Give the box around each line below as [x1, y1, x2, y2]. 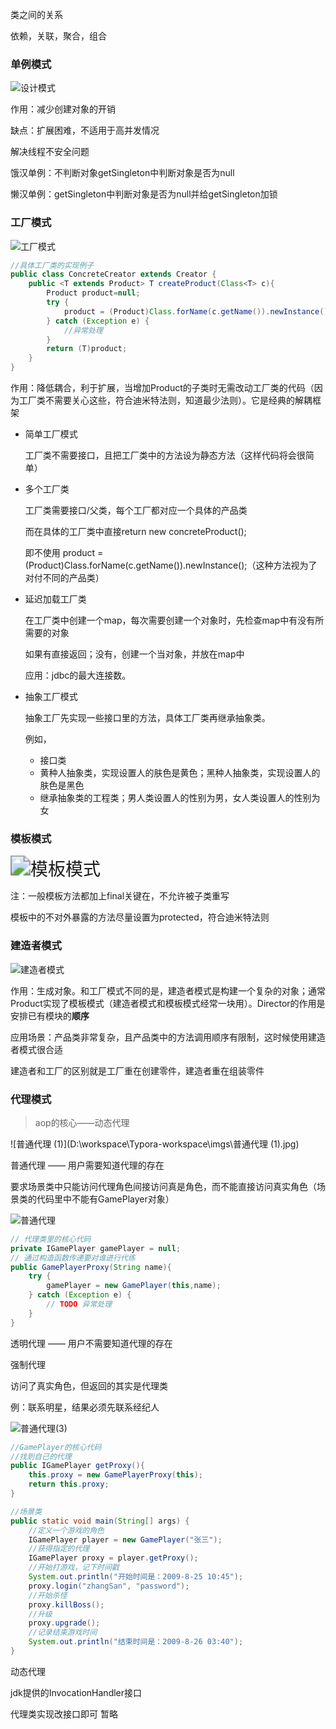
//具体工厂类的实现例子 [10, 260, 95, 270]
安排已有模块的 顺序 [10, 1009, 90, 1022]
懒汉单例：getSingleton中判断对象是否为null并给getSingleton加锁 [10, 188, 278, 200]
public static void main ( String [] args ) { [10, 1516, 190, 1526]
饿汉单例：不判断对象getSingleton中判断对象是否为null [10, 167, 235, 179]
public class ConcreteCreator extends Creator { [10, 269, 217, 280]
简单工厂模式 [24, 428, 78, 440]
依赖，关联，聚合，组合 [10, 30, 107, 42]
